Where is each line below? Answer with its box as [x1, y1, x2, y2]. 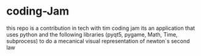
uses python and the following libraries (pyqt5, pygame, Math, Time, [6, 30, 178, 38]
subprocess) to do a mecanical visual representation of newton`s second [6, 37, 191, 44]
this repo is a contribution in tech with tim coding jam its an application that [6, 24, 196, 32]
